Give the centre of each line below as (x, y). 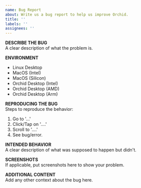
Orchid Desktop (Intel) (35, 84)
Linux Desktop (27, 68)
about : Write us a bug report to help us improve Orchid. (67, 15)
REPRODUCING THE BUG (31, 104)
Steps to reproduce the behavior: (39, 109)
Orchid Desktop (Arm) (35, 94)
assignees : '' (20, 29)
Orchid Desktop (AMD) (36, 89)
